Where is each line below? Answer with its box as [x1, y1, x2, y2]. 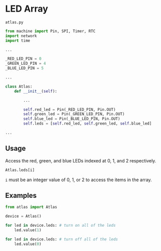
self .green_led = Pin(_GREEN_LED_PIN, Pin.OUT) [23, 112, 125, 117]
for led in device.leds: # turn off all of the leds [5, 236, 118, 242]
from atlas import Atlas [5, 204, 57, 210]
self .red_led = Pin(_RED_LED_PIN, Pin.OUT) [23, 107, 116, 112]
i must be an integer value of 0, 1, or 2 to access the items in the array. [5, 177, 152, 183]
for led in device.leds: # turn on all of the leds [5, 223, 116, 228]
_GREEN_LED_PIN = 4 [5, 61, 46, 66]
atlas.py [5, 20, 24, 25]
